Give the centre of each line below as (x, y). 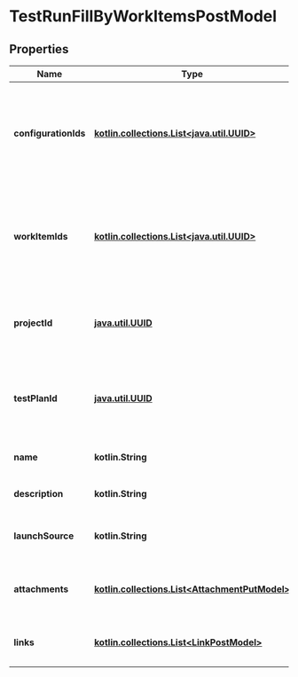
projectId (33, 323)
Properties (39, 49)
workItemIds (41, 236)
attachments (41, 589)
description (39, 494)
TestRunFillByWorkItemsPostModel (143, 16)
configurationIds (50, 133)
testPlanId (35, 398)
